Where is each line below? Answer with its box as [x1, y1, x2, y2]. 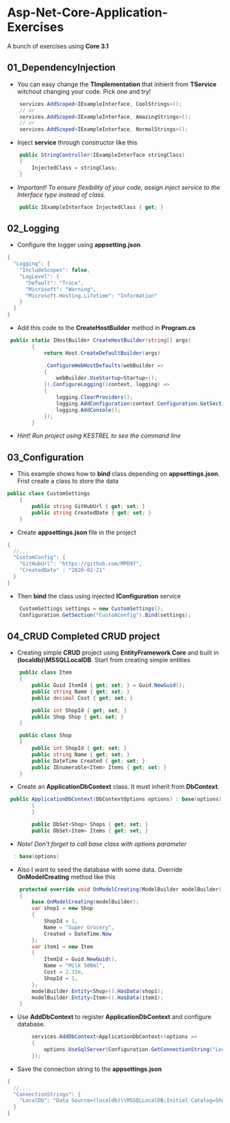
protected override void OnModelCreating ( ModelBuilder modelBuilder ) [19, 885, 222, 893]
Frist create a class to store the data [16, 477, 118, 485]
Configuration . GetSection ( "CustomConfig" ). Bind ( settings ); [19, 611, 192, 618]
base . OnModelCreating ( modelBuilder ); [31, 898, 139, 905]
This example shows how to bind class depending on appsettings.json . [16, 470, 220, 478]
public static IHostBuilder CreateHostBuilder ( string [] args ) [10, 337, 192, 344]
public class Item [19, 669, 72, 676]
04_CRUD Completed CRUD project [7, 630, 160, 642]
